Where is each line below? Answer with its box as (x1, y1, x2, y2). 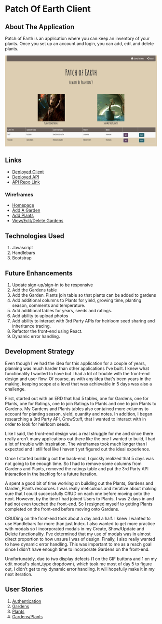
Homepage (12, 202, 35, 208)
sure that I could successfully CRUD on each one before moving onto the (5, 491, 150, 496)
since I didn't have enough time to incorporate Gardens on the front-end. (5, 546, 150, 552)
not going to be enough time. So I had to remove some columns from (5, 461, 142, 466)
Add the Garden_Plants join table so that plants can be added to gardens (12, 292, 156, 298)
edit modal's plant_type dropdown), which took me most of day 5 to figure (5, 561, 152, 567)
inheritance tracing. (12, 323, 51, 329)
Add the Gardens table (12, 287, 57, 293)
